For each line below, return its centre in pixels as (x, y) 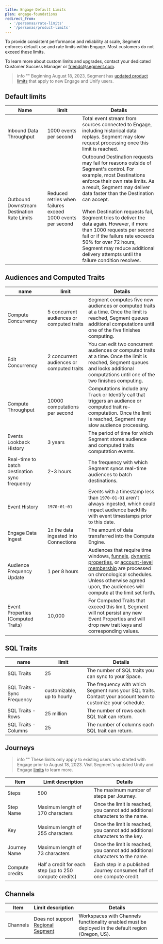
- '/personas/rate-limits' (37, 23)
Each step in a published (122, 865)
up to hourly (58, 696)
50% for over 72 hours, (109, 242)
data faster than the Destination (118, 193)
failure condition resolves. (112, 260)
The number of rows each (116, 711)
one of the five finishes (114, 330)
